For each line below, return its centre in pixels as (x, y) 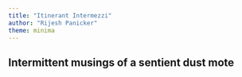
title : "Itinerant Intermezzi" (60, 15)
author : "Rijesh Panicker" (53, 23)
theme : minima (32, 30)
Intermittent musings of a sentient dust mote (121, 62)
